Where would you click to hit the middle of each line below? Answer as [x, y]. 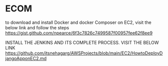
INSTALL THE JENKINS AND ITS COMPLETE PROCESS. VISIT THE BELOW [82, 42]
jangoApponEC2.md [26, 58]
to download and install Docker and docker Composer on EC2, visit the [78, 22]
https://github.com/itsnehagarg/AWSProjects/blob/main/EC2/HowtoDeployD [84, 53]
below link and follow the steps [37, 27]
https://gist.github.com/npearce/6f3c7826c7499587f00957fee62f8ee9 [79, 33]
